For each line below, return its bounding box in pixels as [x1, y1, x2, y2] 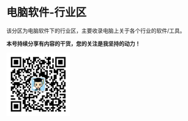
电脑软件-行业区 [6, 5, 87, 20]
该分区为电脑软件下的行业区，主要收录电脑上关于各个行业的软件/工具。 [6, 27, 186, 34]
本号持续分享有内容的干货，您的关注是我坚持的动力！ [6, 40, 141, 47]
